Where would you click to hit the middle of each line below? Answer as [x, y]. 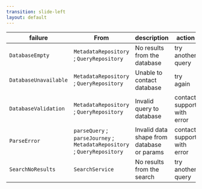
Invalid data [151, 130]
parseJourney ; [94, 137]
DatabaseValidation [37, 108]
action [186, 38]
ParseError [25, 141]
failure [38, 38]
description [152, 38]
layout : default [26, 17]
